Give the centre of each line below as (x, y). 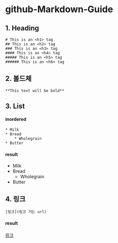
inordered (16, 119)
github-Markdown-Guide (59, 9)
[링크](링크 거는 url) (26, 212)
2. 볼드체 (18, 79)
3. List (15, 106)
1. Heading (22, 28)
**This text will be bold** (35, 91)
